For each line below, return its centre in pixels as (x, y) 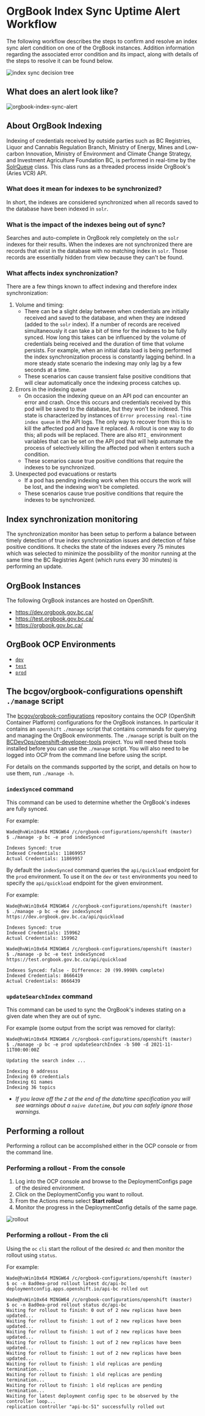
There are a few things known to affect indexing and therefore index (92, 286)
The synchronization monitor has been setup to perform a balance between (101, 534)
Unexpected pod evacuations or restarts (66, 474)
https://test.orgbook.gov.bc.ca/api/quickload (67, 960)
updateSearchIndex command (49, 996)
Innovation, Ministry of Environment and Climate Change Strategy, (109, 154)
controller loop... (31, 1401)
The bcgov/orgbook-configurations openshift (95, 692)
